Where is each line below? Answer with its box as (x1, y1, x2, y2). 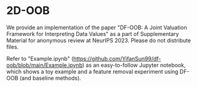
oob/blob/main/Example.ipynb (6, 61, 83, 69)
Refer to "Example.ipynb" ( (6, 55, 74, 62)
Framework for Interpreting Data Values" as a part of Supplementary (6, 30, 179, 37)
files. (6, 43, 19, 50)
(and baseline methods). (19, 74, 82, 82)
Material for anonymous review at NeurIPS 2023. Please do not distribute (6, 37, 191, 44)
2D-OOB (6, 4, 50, 18)
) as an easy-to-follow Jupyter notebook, (82, 61, 186, 69)
